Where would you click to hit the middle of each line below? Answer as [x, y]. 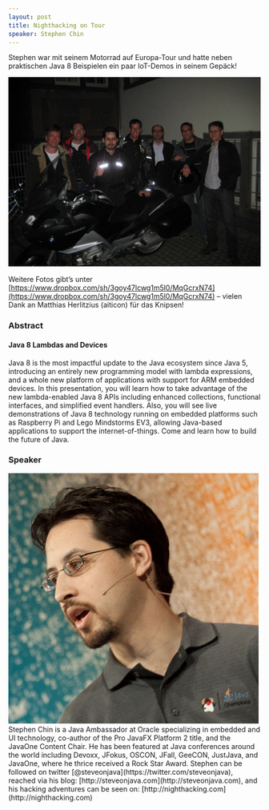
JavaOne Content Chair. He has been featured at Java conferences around [131, 746]
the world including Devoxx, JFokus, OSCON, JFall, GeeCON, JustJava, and [133, 755]
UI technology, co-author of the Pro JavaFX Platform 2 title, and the [120, 738]
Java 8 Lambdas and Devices [58, 345]
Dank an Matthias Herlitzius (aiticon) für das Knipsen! [96, 305]
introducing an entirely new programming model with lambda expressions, [131, 371]
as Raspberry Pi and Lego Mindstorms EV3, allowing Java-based [115, 422]
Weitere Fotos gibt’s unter [51, 280]
